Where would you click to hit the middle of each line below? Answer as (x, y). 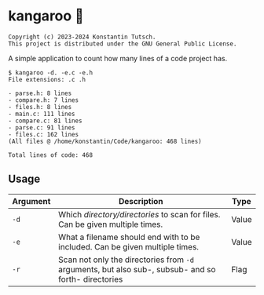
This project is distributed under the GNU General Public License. (123, 44)
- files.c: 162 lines (44, 134)
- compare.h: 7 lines (44, 100)
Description (141, 201)
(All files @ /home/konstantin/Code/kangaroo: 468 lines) (105, 141)
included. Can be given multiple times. (128, 246)
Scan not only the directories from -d (126, 260)
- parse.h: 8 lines (40, 93)
